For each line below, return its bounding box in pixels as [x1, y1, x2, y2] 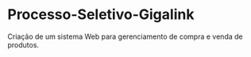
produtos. [7, 40, 40, 49]
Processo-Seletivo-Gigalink [7, 6, 195, 24]
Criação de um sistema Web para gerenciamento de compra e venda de [7, 32, 243, 41]
